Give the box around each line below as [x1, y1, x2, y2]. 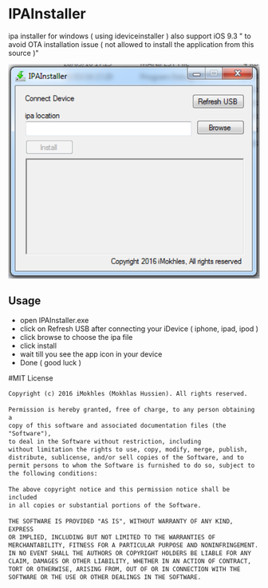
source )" [8, 48, 39, 57]
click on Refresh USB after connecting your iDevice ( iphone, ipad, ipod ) [19, 324, 259, 333]
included [8, 493, 37, 501]
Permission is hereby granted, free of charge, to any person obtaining [8, 405, 255, 413]
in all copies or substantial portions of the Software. [8, 501, 202, 509]
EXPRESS [8, 525, 34, 533]
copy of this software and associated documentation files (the [8, 421, 227, 429]
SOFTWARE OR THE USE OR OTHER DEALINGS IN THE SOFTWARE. [8, 573, 202, 581]
